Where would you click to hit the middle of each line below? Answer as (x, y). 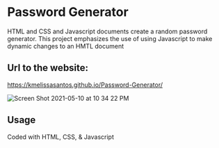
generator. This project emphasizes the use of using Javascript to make (110, 38)
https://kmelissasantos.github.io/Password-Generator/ (85, 85)
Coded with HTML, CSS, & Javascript (61, 137)
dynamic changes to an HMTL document (66, 46)
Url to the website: (48, 68)
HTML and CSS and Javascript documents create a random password (107, 31)
